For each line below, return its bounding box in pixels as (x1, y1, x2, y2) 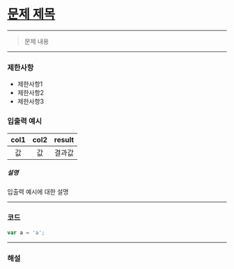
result (54, 135, 75, 145)
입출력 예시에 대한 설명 (7, 187, 69, 195)
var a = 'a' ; (7, 229, 45, 236)
